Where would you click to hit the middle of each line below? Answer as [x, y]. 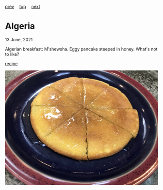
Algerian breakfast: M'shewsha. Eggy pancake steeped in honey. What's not [81, 49]
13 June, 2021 [19, 39]
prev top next [23, 7]
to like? [12, 54]
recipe [11, 63]
